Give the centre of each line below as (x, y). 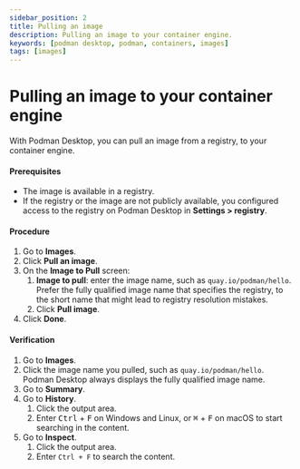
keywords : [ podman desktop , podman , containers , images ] (119, 43)
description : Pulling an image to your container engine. (121, 34)
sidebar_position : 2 (48, 18)
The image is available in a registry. (88, 191)
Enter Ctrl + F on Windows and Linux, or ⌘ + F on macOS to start (159, 417)
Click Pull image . (68, 309)
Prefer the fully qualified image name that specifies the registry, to (160, 290)
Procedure (29, 231)
